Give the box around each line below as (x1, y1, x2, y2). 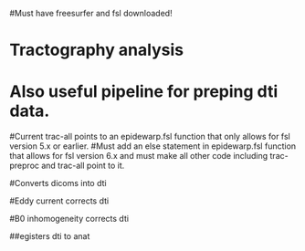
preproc (9, 160, 39, 172)
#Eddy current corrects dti (9, 195, 110, 206)
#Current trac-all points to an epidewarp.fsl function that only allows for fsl (9, 131, 290, 142)
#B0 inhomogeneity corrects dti (9, 214, 130, 225)
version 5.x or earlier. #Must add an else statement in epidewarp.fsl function (9, 141, 297, 152)
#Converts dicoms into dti (9, 178, 107, 189)
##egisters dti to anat (9, 231, 90, 242)
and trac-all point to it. (40, 160, 125, 172)
